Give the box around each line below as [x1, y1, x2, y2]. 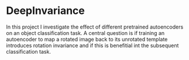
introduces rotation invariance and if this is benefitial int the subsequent [6, 42, 179, 49]
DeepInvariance [6, 4, 85, 17]
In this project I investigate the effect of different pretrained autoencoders [6, 23, 184, 30]
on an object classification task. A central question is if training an [6, 29, 165, 36]
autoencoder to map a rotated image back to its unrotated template [6, 36, 168, 43]
